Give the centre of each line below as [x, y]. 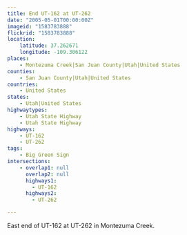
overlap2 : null [47, 174]
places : [18, 59]
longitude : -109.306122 [54, 53]
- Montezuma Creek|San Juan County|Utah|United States [100, 65]
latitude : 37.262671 [49, 46]
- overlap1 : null [45, 168]
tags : [15, 149]
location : [21, 39]
